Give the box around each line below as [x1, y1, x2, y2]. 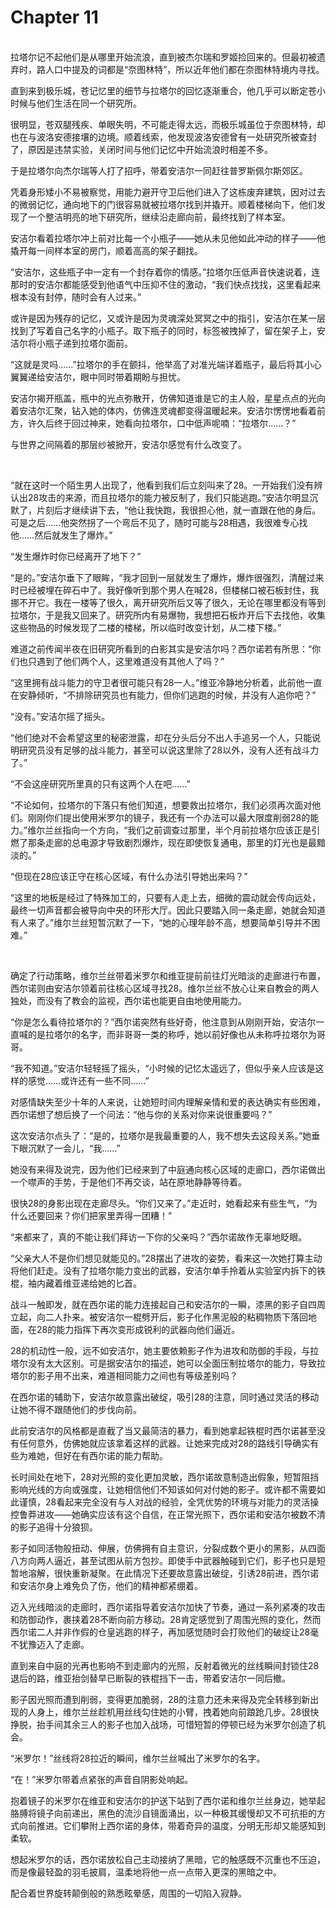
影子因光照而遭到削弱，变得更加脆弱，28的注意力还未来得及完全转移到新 [10, 1693, 311, 1705]
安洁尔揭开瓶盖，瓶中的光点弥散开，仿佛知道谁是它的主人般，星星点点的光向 [10, 392, 326, 404]
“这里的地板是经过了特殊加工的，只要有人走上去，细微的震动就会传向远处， [10, 891, 322, 903]
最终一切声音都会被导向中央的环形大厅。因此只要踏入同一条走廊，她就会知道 [10, 904, 326, 916]
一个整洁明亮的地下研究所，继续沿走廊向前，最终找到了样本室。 [27, 211, 291, 223]
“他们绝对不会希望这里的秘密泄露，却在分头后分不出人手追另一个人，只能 [10, 731, 313, 743]
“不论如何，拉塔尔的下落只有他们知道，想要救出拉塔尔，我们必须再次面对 [10, 799, 313, 811]
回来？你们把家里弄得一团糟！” [44, 1209, 173, 1221]
